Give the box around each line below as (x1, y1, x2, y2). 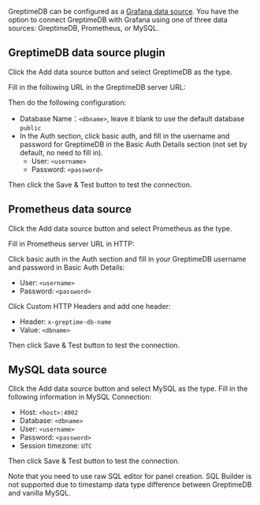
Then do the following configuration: (8, 98, 127, 107)
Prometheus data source (8, 202, 132, 216)
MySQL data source (8, 363, 108, 377)
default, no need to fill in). (19, 147, 104, 157)
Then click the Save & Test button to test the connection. (8, 180, 192, 189)
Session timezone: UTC (19, 441, 92, 451)
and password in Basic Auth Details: (8, 262, 125, 272)
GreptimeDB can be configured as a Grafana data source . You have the (8, 7, 239, 16)
